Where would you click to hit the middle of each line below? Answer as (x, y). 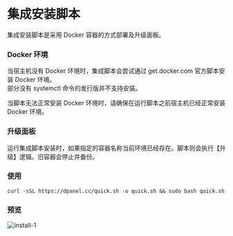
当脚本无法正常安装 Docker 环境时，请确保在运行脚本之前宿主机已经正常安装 (116, 103)
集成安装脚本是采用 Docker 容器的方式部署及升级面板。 (86, 35)
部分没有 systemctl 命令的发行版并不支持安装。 (75, 88)
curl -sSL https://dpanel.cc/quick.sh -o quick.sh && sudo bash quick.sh (116, 191)
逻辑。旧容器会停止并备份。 (59, 156)
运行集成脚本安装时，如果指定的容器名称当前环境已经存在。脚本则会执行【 (113, 148)
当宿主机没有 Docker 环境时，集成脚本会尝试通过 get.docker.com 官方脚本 (113, 71)
